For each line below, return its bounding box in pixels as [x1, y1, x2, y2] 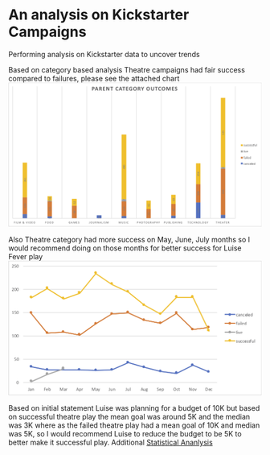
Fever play [8, 251, 43, 261]
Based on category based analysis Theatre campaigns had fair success [8, 64, 245, 74]
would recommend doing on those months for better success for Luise [8, 243, 243, 253]
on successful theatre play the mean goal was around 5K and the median [8, 412, 251, 422]
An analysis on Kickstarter [8, 6, 190, 24]
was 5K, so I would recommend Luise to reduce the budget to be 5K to [8, 429, 243, 439]
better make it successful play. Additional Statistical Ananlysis [8, 437, 213, 448]
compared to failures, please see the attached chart [8, 73, 180, 83]
